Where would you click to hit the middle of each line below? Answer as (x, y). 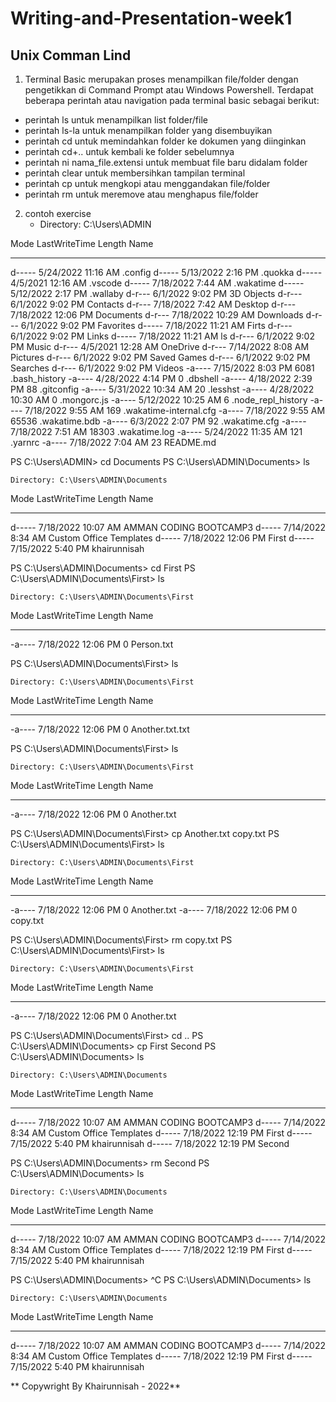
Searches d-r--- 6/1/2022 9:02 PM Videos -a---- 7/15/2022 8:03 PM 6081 (162, 368)
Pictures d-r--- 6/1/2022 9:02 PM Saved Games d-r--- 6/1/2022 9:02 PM (160, 357)
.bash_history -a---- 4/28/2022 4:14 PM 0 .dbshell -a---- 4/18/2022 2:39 (161, 378)
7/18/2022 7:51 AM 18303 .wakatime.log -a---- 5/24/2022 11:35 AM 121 (156, 431)
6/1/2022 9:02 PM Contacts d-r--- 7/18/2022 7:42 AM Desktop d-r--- (153, 304)
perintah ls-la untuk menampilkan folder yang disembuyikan (148, 130)
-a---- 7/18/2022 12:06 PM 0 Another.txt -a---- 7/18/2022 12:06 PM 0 (154, 910)
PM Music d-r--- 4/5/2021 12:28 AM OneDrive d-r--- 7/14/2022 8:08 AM (160, 346)
